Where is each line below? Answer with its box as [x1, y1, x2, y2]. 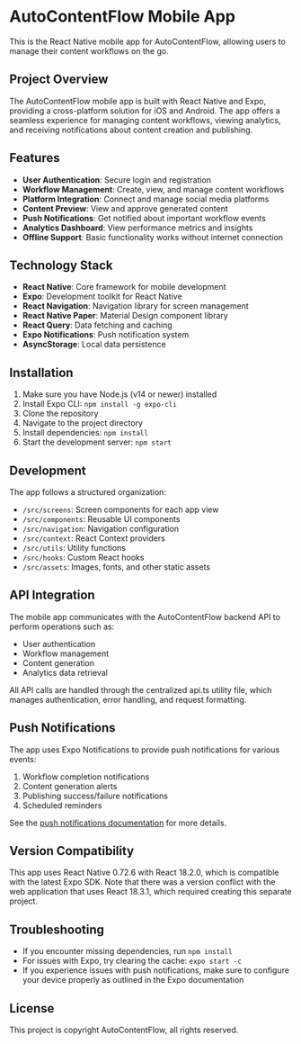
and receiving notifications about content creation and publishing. [9, 124, 253, 135]
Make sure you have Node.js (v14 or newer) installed [22, 389, 217, 400]
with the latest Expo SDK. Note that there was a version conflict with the [9, 877, 276, 887]
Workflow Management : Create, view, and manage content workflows [22, 184, 285, 194]
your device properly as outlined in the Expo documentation [22, 975, 244, 985]
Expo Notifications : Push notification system [22, 329, 190, 340]
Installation [9, 364, 74, 380]
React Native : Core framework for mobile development [22, 282, 226, 292]
